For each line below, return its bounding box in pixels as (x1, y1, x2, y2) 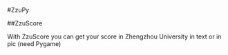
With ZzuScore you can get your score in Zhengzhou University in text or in (7, 32, 222, 41)
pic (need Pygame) (7, 40, 61, 47)
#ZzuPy (7, 6, 30, 14)
